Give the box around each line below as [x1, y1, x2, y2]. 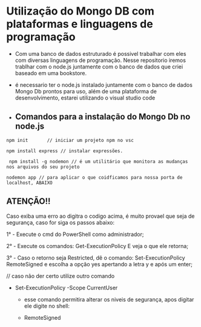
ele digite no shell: [24, 302, 70, 309]
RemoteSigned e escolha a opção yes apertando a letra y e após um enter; [6, 260, 193, 268]
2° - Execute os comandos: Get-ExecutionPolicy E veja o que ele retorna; [6, 242, 189, 249]
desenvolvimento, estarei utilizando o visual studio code [15, 94, 156, 101]
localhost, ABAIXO [6, 180, 53, 186]
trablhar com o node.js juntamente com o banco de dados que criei [15, 62, 183, 70]
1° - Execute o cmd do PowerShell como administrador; [6, 231, 144, 238]
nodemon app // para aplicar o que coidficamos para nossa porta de [6, 174, 183, 180]
